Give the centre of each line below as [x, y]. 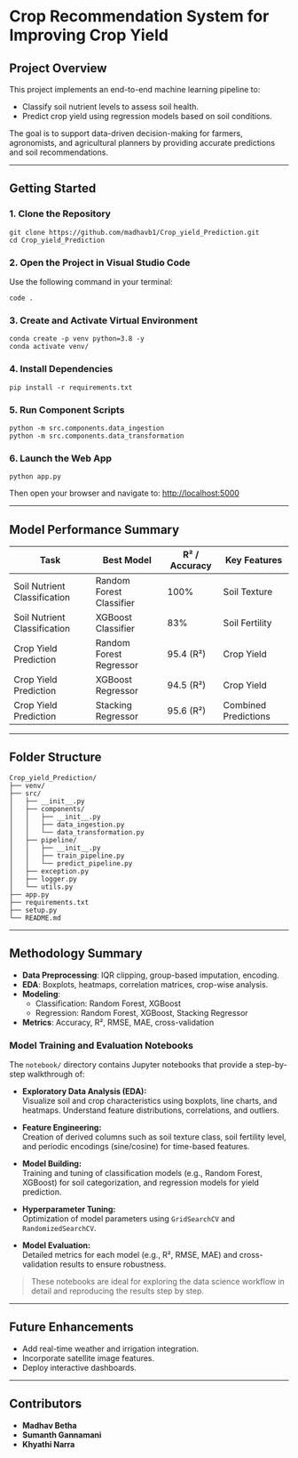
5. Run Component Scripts [67, 409]
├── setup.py [33, 910]
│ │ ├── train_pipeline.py [67, 856]
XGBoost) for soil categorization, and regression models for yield [141, 1182]
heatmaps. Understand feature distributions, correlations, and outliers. [150, 1110]
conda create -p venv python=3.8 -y [77, 339]
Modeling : [41, 994]
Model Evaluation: [56, 1245]
